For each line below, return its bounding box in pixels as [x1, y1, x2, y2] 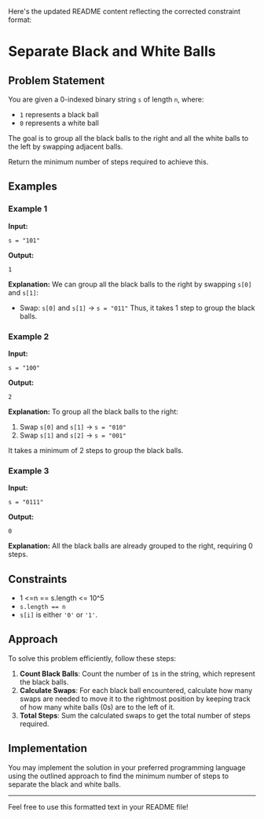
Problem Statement [8, 74, 105, 87]
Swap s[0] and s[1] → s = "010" [19, 422, 127, 431]
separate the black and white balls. [8, 779, 122, 789]
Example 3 [8, 465, 49, 476]
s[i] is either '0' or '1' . [19, 610, 98, 620]
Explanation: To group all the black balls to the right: [8, 407, 178, 416]
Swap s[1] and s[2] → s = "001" [19, 430, 127, 440]
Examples [8, 180, 57, 194]
